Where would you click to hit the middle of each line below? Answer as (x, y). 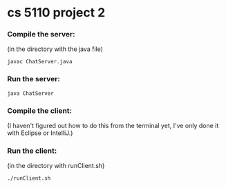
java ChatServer (30, 93)
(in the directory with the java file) (55, 49)
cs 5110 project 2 (56, 13)
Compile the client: (40, 110)
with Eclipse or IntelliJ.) (40, 133)
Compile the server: (41, 34)
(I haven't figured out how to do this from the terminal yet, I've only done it (113, 126)
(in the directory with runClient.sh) (56, 166)
